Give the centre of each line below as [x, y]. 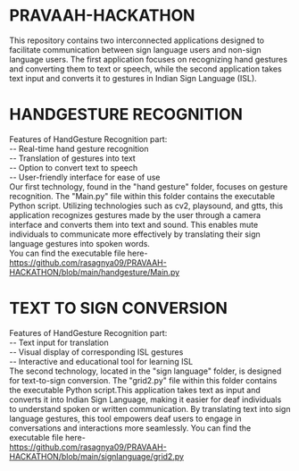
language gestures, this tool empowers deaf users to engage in [126, 418]
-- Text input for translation [59, 342]
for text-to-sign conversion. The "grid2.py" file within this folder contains [143, 380]
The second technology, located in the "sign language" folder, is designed [145, 371]
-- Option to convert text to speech [74, 167]
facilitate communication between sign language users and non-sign [135, 49]
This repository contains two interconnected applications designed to [137, 40]
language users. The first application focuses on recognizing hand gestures [149, 59]
